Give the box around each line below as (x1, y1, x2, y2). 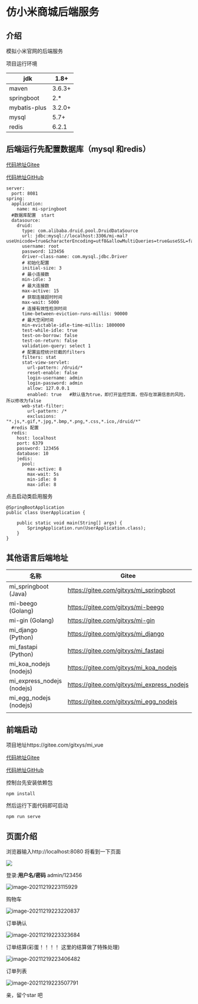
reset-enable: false (27, 369, 78, 375)
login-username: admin (27, 375, 83, 381)
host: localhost (16, 435, 57, 441)
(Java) (9, 590, 28, 598)
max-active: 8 (27, 466, 62, 472)
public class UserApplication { (6, 509, 85, 515)
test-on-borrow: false (21, 332, 78, 338)
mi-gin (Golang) (9, 616, 54, 624)
